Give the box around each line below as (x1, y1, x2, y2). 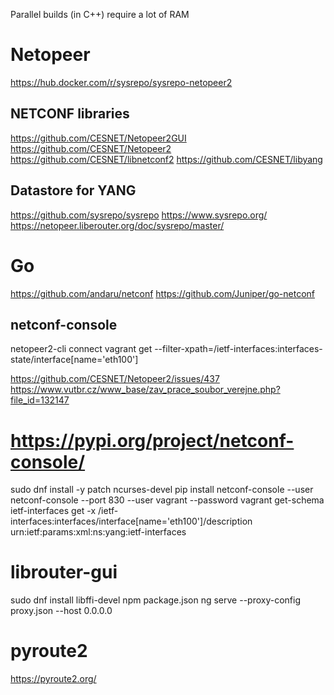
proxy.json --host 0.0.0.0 (10, 605, 113, 617)
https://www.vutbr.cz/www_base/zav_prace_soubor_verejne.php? (10, 384, 281, 396)
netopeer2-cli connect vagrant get (10, 343, 153, 355)
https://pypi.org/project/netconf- (10, 429, 295, 452)
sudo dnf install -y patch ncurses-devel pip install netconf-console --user (10, 484, 314, 496)
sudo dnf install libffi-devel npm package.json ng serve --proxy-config (10, 594, 302, 606)
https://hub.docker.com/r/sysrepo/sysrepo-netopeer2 (10, 76, 233, 88)
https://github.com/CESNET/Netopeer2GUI (10, 132, 187, 144)
